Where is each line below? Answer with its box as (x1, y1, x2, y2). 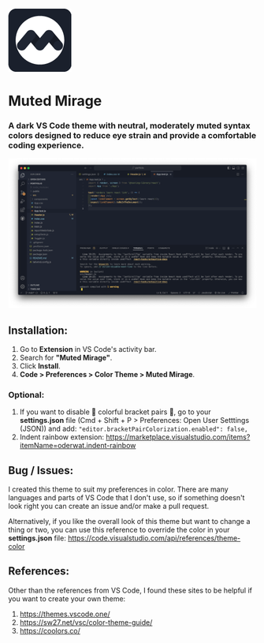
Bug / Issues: (8, 463, 74, 477)
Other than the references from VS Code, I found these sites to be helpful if (8, 585, 252, 595)
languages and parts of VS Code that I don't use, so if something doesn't (8, 493, 245, 503)
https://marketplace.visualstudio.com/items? (106, 432, 251, 442)
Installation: (8, 323, 69, 337)
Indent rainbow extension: (19, 432, 105, 442)
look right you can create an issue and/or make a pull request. (8, 502, 210, 511)
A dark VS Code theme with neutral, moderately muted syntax (8, 120, 251, 131)
